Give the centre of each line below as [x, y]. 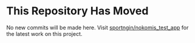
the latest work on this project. [44, 33]
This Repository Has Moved [77, 11]
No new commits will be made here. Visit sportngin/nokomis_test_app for [97, 27]
